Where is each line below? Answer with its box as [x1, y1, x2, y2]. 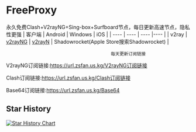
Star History [6, 104, 51, 114]
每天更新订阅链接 [111, 51, 146, 57]
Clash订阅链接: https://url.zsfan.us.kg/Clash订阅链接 [6, 74, 130, 81]
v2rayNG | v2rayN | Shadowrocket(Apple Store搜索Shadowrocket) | [6, 38, 169, 45]
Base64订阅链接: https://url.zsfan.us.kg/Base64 [6, 86, 120, 93]
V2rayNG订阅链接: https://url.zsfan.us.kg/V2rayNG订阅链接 [6, 62, 147, 69]
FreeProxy [6, 4, 57, 17]
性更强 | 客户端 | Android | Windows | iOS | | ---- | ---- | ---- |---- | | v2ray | [6, 30, 187, 38]
